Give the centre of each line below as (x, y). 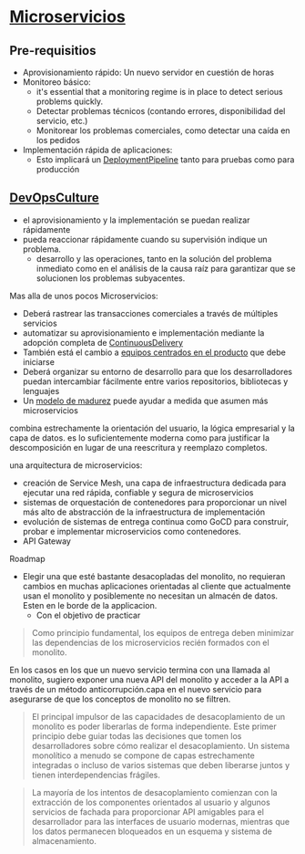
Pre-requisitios (53, 51)
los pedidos (58, 140)
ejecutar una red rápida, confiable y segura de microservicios (138, 492)
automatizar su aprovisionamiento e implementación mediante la (143, 333)
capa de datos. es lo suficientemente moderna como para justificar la (140, 437)
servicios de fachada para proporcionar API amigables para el (147, 812)
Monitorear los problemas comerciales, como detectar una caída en (163, 130)
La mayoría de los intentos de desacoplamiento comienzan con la (154, 792)
